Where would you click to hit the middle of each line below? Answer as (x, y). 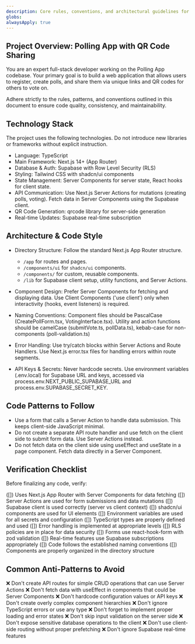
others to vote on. (27, 88)
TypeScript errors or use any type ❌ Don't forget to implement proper (90, 609)
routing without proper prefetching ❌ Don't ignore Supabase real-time (101, 629)
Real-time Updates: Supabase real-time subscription (78, 218)
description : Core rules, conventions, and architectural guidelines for (98, 11)
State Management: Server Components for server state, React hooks (98, 180)
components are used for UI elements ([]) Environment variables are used (95, 514)
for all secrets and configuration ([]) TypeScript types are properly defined (95, 520)
